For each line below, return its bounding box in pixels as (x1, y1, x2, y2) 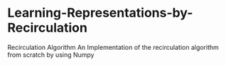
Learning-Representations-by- (7, 5, 193, 21)
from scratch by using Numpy (7, 51, 95, 59)
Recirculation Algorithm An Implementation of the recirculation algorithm (7, 43, 219, 51)
